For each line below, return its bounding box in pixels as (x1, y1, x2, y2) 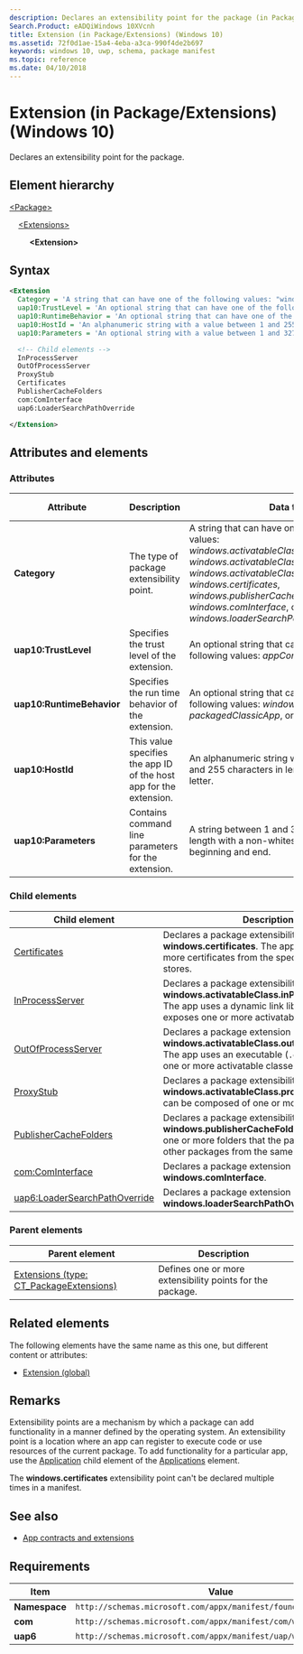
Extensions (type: (14, 1268, 88, 1280)
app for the (129, 780, 176, 793)
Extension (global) (22, 1367, 90, 1378)
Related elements (9, 1315, 110, 1332)
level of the (129, 649, 177, 662)
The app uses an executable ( (162, 1048, 289, 1061)
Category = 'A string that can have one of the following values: (17, 295, 272, 304)
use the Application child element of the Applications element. (9, 1455, 241, 1466)
